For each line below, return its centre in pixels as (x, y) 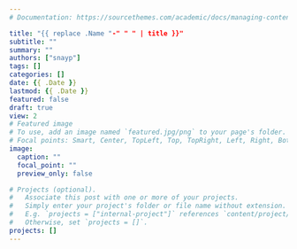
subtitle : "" (33, 42)
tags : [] (25, 66)
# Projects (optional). (53, 190)
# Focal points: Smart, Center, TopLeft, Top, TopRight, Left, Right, (142, 141)
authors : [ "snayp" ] (45, 58)
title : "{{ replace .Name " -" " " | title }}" (96, 33)
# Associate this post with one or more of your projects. (124, 198)
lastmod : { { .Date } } (49, 91)
